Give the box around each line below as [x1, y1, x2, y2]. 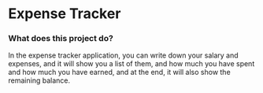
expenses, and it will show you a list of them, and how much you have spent [8, 59, 255, 69]
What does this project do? [8, 33, 114, 44]
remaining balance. [8, 76, 71, 85]
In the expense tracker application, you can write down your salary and [8, 50, 239, 60]
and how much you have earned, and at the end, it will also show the [8, 68, 231, 77]
